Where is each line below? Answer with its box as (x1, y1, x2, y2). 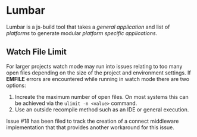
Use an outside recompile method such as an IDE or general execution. (14, 105, 189, 113)
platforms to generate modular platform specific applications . (6, 29, 158, 36)
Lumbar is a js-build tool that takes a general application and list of (6, 23, 170, 30)
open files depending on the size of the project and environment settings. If (6, 69, 192, 76)
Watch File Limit (6, 47, 67, 57)
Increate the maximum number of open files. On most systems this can (14, 93, 189, 100)
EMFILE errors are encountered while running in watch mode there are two (6, 75, 189, 82)
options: (6, 82, 27, 89)
